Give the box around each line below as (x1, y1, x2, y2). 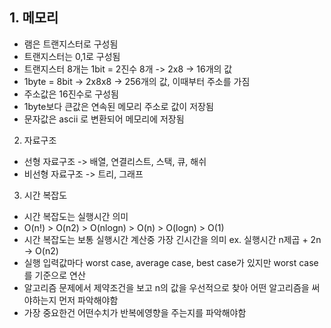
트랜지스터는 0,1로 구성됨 (23, 50, 121, 62)
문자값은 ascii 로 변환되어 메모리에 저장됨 (23, 113, 185, 125)
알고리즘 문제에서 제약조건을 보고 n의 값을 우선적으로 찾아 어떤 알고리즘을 (23, 281, 310, 293)
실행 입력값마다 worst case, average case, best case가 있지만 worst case (23, 256, 319, 268)
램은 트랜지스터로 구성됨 (23, 38, 119, 50)
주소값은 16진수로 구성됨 (23, 88, 119, 100)
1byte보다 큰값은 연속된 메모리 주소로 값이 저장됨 (23, 100, 214, 112)
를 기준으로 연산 (23, 269, 86, 281)
